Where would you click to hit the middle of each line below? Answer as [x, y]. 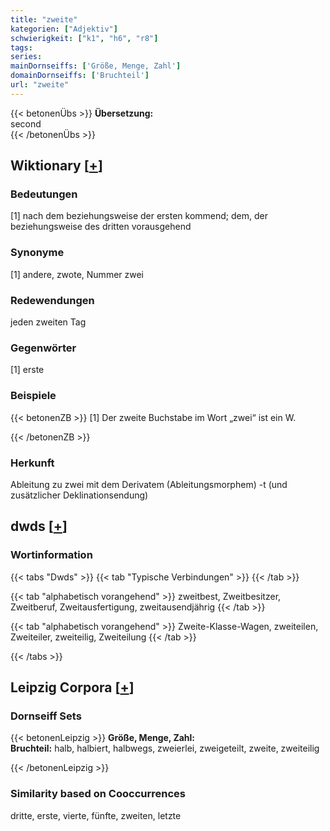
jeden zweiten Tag [48, 322]
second [26, 123]
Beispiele [33, 396]
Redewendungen [52, 300]
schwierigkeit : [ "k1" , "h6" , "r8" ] [84, 38]
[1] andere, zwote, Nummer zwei [77, 274]
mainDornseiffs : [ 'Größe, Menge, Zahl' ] [96, 66]
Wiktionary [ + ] [56, 166]
